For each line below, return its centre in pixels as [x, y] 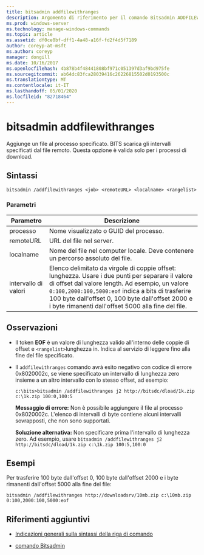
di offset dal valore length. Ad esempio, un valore [119, 283]
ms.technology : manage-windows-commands [58, 29]
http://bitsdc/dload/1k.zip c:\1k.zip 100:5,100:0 [80, 444]
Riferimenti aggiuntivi [48, 519]
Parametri [21, 205]
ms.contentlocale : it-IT [38, 86]
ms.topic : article [29, 35]
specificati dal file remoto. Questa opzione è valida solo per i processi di [97, 150]
